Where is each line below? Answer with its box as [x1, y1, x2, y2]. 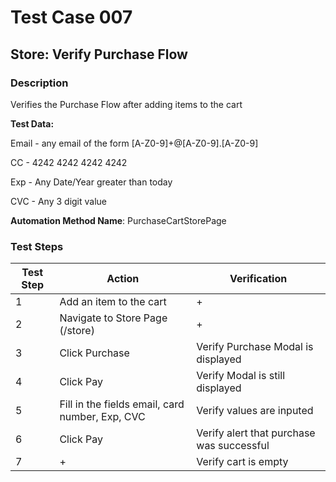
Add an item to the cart [59, 295, 167, 309]
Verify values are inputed [196, 404, 314, 418]
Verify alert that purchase [196, 426, 316, 440]
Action [106, 272, 140, 286]
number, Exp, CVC [59, 410, 146, 424]
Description [10, 76, 69, 90]
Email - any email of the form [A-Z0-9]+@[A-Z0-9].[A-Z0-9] [10, 137, 259, 149]
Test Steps [10, 239, 64, 253]
